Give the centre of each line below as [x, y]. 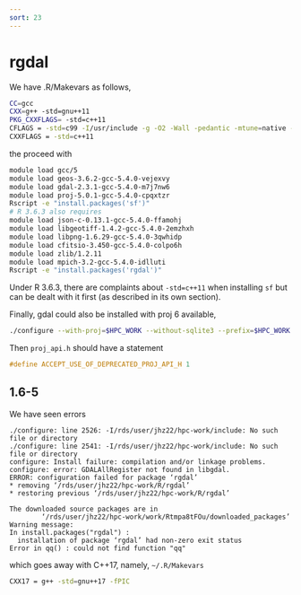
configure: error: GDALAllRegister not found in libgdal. [120, 469]
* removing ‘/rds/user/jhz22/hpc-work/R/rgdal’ [100, 486]
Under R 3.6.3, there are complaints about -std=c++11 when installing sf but [149, 287]
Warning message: [42, 525]
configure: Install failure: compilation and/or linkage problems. [138, 462]
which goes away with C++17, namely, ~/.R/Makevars [107, 564]
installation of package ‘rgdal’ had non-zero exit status [130, 540]
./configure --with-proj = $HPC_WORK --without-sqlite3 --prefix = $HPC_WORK [150, 331]
